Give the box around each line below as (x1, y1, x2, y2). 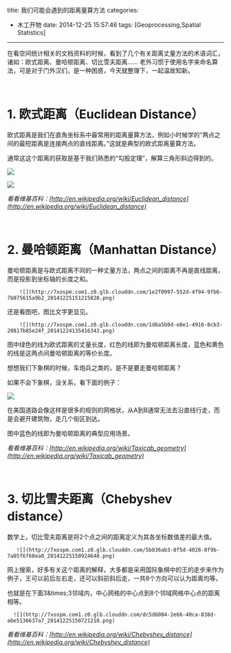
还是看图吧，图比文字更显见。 (7, 307, 91, 315)
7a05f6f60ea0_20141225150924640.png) (7, 552, 115, 559)
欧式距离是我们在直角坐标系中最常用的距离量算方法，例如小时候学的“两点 (7, 130, 215, 139)
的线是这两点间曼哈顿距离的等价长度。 (7, 349, 115, 357)
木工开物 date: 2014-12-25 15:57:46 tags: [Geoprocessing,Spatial (16, 21, 201, 29)
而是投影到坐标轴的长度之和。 (7, 275, 91, 283)
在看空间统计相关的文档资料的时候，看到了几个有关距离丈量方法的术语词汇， (7, 49, 224, 57)
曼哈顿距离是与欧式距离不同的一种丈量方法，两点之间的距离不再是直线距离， (7, 266, 224, 274)
